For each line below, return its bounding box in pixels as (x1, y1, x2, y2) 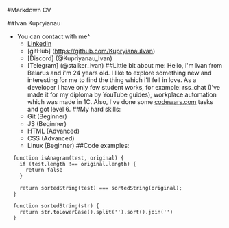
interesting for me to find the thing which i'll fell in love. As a (27, 76, 197, 84)
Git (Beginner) (27, 112, 67, 121)
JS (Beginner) (27, 120, 67, 127)
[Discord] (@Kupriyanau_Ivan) (27, 54, 113, 62)
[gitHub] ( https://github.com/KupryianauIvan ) (27, 47, 156, 55)
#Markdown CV (7, 6, 51, 14)
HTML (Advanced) (27, 127, 80, 135)
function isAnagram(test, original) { (13, 155, 125, 162)
